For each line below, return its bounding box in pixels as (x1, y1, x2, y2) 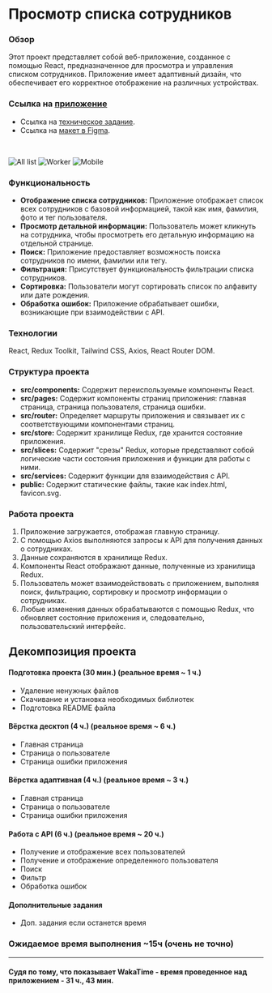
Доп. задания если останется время (19, 918, 147, 928)
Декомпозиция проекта (8, 645, 137, 659)
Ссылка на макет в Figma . (19, 125, 111, 135)
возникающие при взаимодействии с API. (19, 307, 165, 317)
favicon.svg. (19, 488, 62, 498)
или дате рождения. (19, 290, 91, 300)
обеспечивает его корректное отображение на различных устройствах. (8, 78, 259, 88)
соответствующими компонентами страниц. (19, 419, 176, 429)
